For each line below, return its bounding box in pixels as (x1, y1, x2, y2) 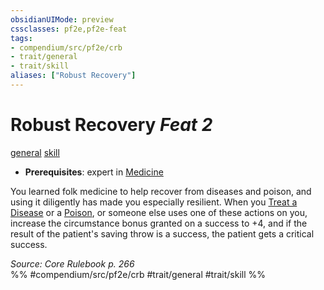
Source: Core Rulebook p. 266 (10, 257, 135, 270)
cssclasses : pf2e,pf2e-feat (10, 24, 128, 34)
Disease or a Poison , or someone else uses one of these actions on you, (10, 206, 308, 218)
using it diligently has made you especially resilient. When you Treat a (10, 196, 298, 208)
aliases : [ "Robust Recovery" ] (10, 71, 137, 81)
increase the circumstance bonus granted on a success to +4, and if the (10, 217, 308, 229)
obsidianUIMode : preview (10, 14, 114, 25)
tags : (10, 33, 33, 43)
